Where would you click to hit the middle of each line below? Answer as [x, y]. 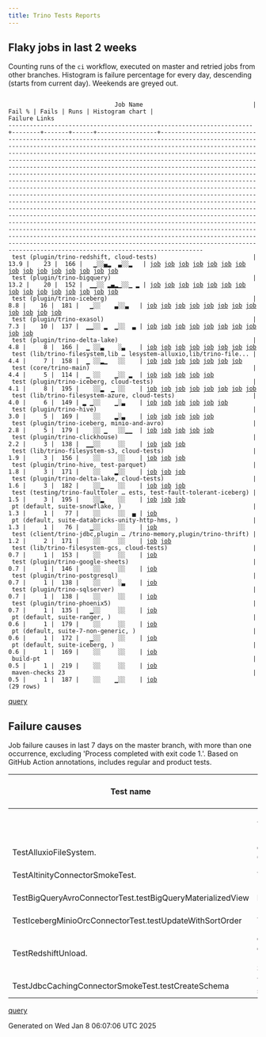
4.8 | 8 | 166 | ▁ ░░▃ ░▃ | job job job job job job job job [133, 348]
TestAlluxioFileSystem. [54, 853]
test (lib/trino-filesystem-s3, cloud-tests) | [134, 451]
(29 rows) [25, 687]
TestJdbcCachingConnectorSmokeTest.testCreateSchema [121, 986]
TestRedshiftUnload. [50, 953]
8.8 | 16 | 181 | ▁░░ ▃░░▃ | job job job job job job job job [133, 306]
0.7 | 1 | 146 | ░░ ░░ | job [83, 569]
